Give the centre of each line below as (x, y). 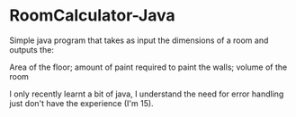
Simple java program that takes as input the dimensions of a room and (139, 40)
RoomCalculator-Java (92, 16)
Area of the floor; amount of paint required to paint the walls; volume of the (148, 67)
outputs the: (31, 49)
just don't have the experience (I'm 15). (82, 103)
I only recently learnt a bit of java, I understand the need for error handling (147, 94)
